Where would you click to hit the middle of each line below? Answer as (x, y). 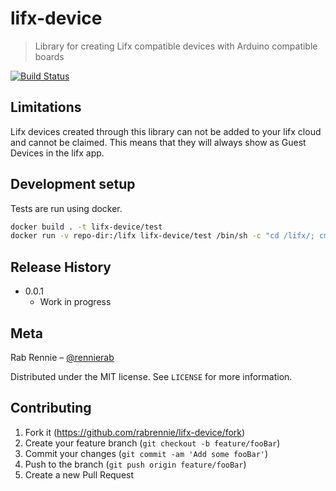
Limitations (46, 107)
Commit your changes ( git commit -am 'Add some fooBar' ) (146, 453)
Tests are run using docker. (66, 208)
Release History (61, 267)
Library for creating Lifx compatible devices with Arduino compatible (176, 46)
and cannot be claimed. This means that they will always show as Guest (158, 142)
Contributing (51, 408)
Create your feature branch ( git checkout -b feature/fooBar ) (152, 443)
